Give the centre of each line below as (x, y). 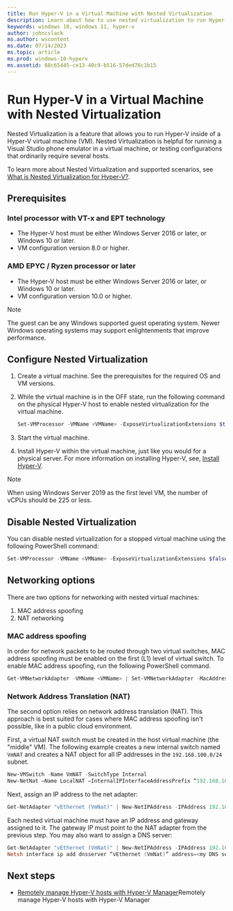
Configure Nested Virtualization (78, 359)
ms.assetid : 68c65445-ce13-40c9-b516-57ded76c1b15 (82, 65)
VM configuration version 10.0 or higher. (75, 296)
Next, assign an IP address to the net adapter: (72, 794)
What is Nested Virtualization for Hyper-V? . (69, 176)
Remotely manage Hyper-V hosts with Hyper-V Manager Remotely (111, 892)
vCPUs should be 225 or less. (50, 500)
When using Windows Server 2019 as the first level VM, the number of (107, 493)
